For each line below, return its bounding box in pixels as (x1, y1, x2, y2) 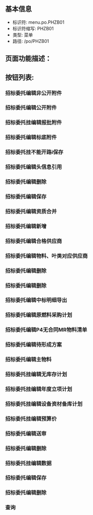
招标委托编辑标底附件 (5, 134, 57, 141)
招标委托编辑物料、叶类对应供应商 (5, 252, 88, 259)
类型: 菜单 (12, 32, 33, 38)
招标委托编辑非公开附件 (5, 89, 62, 96)
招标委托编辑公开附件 (5, 104, 57, 111)
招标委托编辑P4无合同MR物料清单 (5, 326, 87, 333)
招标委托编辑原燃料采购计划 (5, 312, 72, 319)
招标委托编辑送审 (5, 430, 47, 437)
